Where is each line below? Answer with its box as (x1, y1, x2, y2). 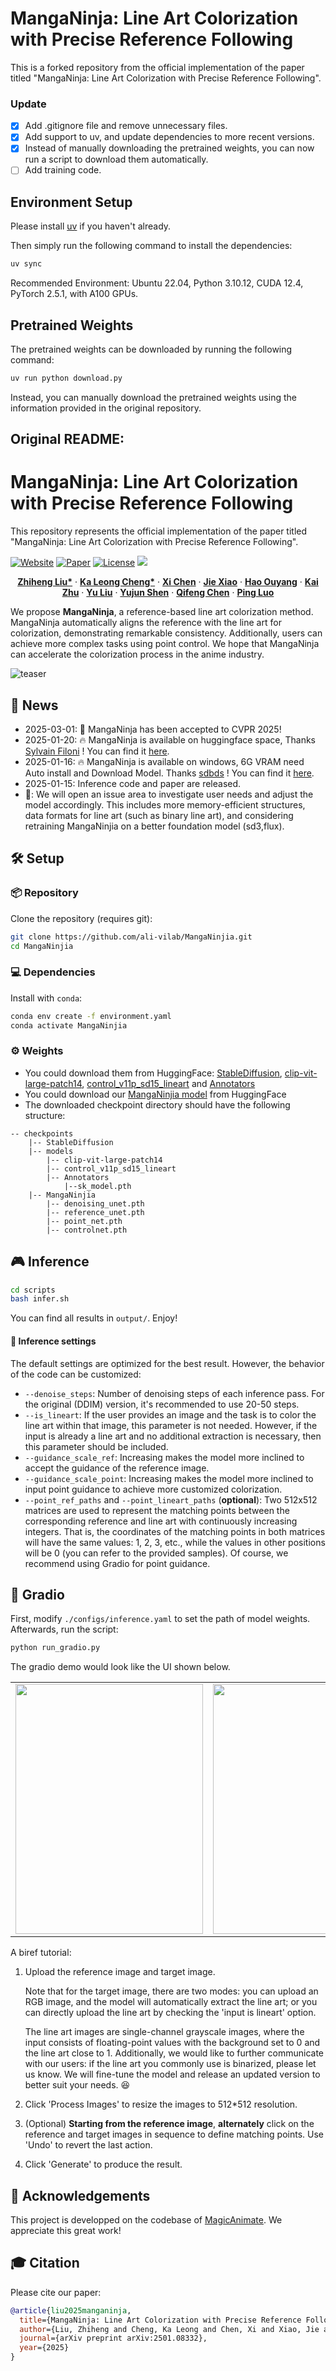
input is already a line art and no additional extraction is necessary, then (24, 1430, 322, 1442)
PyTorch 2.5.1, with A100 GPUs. (10, 288, 139, 300)
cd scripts (10, 1285, 56, 1295)
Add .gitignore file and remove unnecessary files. (24, 120, 228, 132)
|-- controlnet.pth (46, 1225, 128, 1235)
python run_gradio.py (10, 1643, 101, 1653)
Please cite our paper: (10, 2286, 102, 2298)
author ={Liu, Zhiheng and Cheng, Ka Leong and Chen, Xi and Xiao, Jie (19, 2324, 320, 2334)
